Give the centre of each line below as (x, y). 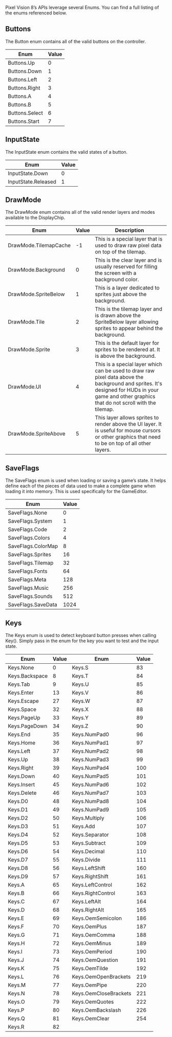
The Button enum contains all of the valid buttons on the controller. (76, 41)
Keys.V (80, 693)
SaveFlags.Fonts (28, 571)
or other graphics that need (128, 437)
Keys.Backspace (28, 676)
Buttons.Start (24, 121)
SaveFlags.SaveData (33, 605)
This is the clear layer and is (128, 260)
